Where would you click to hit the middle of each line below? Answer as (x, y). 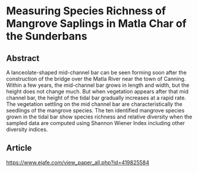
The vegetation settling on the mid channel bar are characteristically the (94, 104)
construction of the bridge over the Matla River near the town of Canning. (96, 79)
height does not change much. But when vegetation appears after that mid (97, 91)
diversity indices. (27, 129)
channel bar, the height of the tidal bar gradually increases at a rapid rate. (96, 98)
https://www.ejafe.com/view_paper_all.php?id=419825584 (78, 162)
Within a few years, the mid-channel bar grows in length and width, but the (98, 85)
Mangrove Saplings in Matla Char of (96, 24)
